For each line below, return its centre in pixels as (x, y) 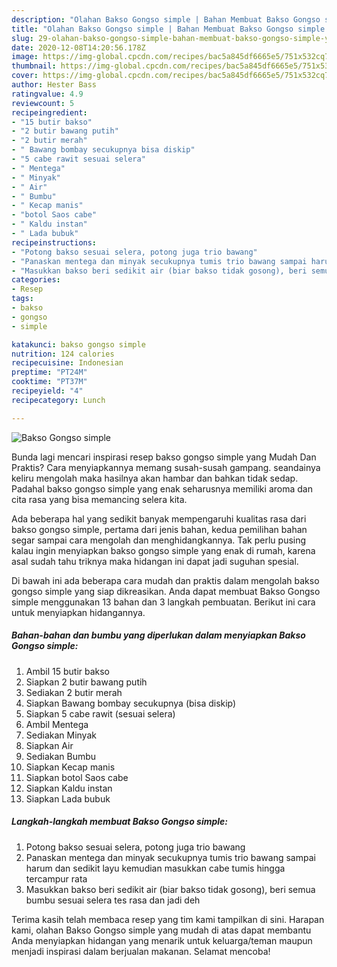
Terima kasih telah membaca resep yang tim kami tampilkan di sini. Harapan (168, 919)
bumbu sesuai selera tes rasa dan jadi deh (113, 900)
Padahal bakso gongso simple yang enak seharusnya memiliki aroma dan (162, 488)
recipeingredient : (49, 112)
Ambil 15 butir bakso (68, 671)
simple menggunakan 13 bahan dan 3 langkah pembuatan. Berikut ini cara (163, 602)
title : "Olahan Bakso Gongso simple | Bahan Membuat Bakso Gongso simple (168, 29)
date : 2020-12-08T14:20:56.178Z (78, 47)
